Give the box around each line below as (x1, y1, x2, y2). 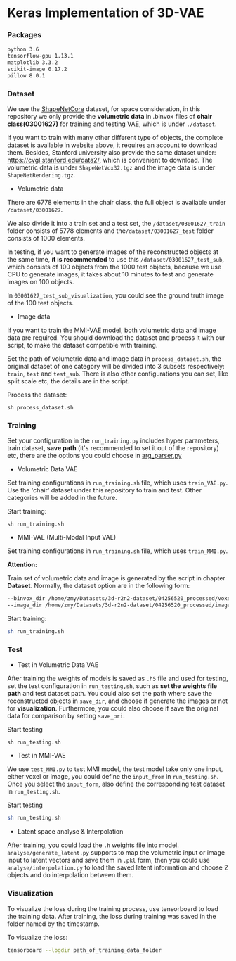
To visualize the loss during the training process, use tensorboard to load (7, 904, 219, 912)
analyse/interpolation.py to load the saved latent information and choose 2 (7, 863, 228, 872)
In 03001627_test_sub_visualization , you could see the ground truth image (7, 291, 225, 300)
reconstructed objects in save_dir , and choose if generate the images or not (7, 696, 228, 705)
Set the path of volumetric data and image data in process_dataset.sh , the (7, 355, 221, 363)
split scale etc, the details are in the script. (7, 377, 130, 386)
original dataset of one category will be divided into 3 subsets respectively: (7, 362, 225, 371)
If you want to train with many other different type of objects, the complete (7, 134, 223, 142)
